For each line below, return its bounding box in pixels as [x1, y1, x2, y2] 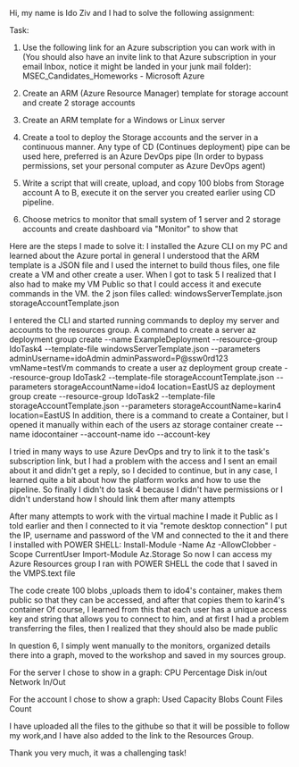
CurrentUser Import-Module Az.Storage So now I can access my [35, 549, 272, 559]
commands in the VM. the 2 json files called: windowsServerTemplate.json [9, 288, 283, 298]
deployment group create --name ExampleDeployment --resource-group [9, 334, 278, 345]
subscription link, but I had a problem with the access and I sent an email [9, 455, 278, 466]
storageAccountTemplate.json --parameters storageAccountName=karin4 [9, 401, 282, 411]
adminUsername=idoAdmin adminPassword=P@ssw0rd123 [9, 353, 229, 363]
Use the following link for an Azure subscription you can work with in [21, 42, 276, 53]
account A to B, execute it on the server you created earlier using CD [21, 188, 276, 197]
